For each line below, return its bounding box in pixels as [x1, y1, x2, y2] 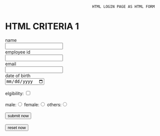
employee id [5, 49, 31, 55]
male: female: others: [5, 102, 62, 108]
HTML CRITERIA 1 [5, 21, 79, 32]
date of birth [5, 72, 31, 79]
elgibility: [5, 91, 24, 97]
